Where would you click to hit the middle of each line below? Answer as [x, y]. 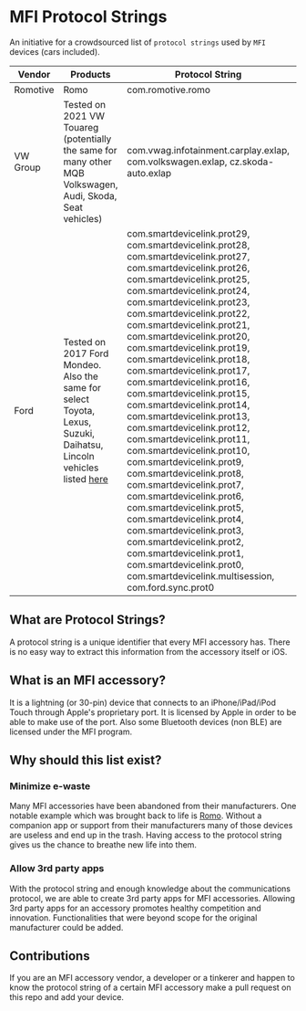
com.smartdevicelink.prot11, [189, 438]
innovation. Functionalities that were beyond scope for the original [133, 917]
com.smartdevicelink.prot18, [189, 359]
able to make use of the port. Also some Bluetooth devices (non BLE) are [146, 721]
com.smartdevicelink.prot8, [185, 473]
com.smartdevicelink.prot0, [185, 564]
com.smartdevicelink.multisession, [201, 575]
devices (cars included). [55, 51]
